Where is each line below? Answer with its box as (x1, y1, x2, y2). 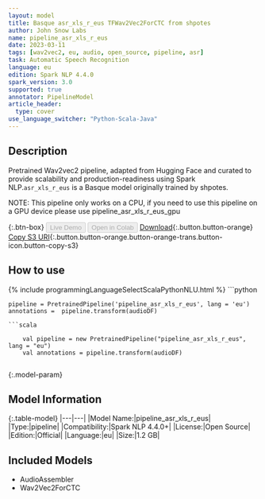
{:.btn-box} (8, 222, 45, 231)
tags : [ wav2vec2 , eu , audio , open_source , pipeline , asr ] (8, 48, 204, 56)
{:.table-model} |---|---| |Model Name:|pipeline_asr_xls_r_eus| (8, 414, 212, 424)
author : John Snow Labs (8, 26, 87, 34)
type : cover (15, 108, 56, 116)
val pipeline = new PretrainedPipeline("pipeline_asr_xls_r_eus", (22, 335, 247, 342)
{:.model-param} (8, 369, 63, 379)
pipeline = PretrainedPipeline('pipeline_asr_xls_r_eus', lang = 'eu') (8, 300, 250, 308)
